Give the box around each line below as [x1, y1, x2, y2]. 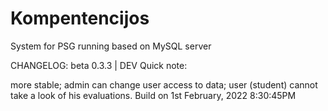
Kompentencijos [10, 7, 150, 30]
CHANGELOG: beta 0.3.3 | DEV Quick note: [10, 59, 188, 71]
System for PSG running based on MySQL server [10, 40, 212, 52]
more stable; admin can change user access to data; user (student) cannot [10, 78, 318, 91]
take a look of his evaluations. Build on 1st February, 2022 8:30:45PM [10, 89, 297, 101]
